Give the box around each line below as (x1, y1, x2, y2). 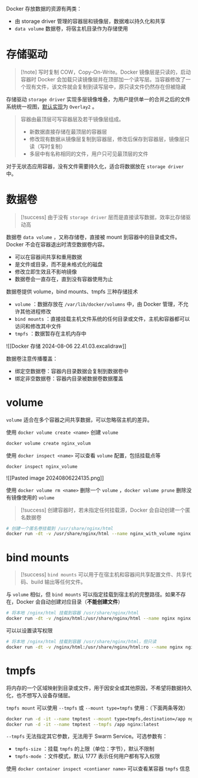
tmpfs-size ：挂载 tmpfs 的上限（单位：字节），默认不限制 (14, 745, 154, 753)
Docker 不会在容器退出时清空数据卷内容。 (6, 240, 108, 248)
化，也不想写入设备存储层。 (6, 691, 74, 698)
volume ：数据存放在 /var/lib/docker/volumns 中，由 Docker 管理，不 (14, 300, 184, 308)
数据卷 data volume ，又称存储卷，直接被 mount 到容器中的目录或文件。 (6, 233, 181, 240)
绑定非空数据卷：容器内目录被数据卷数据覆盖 (14, 375, 124, 382)
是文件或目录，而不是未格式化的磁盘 (14, 261, 103, 268)
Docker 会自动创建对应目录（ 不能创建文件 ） (16, 598, 124, 605)
